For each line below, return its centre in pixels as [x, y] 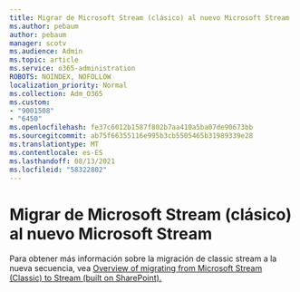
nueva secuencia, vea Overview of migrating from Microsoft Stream [136, 268]
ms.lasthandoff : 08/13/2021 [63, 161]
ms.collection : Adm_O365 [56, 93]
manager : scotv [38, 43]
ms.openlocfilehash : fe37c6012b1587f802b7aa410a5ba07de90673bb [131, 128]
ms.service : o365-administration [73, 69]
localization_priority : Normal [68, 85]
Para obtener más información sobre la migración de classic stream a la [143, 258]
